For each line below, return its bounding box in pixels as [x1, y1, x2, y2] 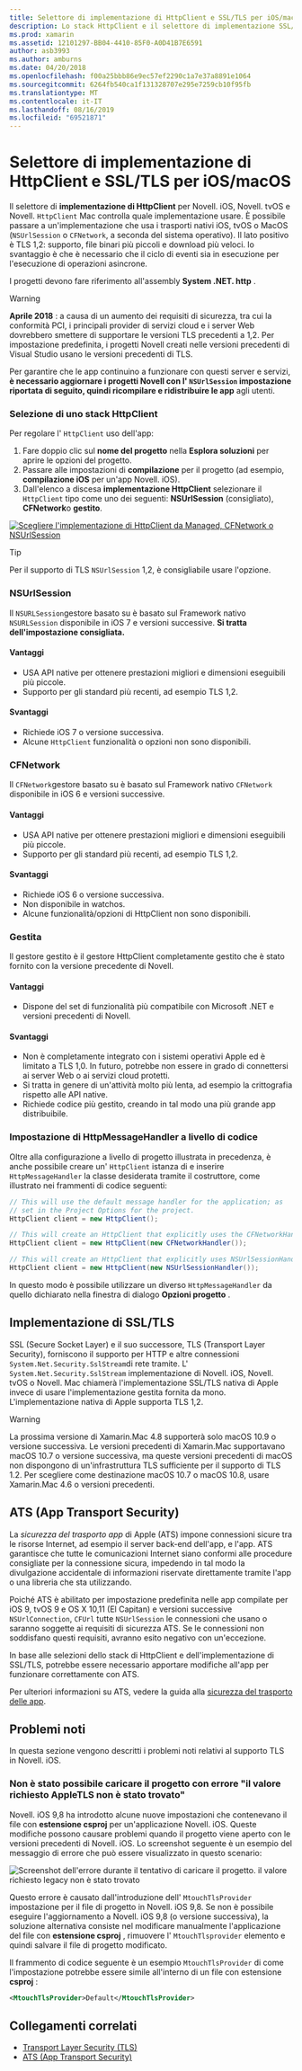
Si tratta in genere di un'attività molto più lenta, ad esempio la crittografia [22, 1080, 293, 1090]
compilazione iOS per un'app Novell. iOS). [22, 474, 181, 485]
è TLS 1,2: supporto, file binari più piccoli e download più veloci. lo [9, 239, 254, 250]
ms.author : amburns [9, 55, 83, 64]
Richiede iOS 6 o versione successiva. [22, 889, 164, 900]
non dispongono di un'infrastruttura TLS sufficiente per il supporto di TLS [9, 1460, 281, 1471]
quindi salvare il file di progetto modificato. [9, 1939, 168, 1951]
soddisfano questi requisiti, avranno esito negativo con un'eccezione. [9, 1632, 267, 1643]
